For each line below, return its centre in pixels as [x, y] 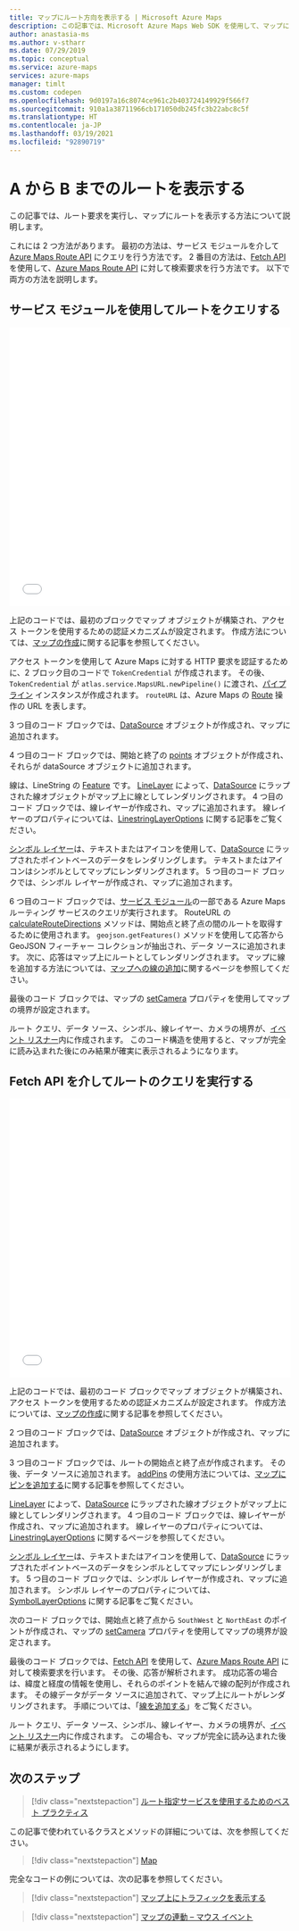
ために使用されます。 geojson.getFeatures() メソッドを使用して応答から [150, 935]
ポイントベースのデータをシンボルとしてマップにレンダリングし [157, 1568]
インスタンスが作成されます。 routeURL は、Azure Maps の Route [154, 695]
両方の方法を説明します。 [56, 279]
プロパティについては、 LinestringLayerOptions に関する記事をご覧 [154, 819]
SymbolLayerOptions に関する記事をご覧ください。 [104, 1601]
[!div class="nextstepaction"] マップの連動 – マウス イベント [142, 1917]
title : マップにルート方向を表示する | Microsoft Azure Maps [116, 17]
